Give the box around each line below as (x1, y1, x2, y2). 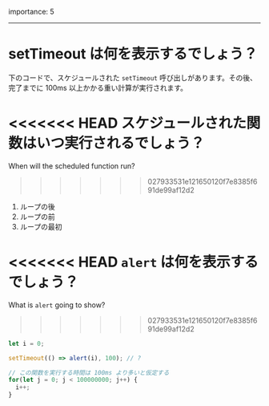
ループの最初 (19, 221, 62, 231)
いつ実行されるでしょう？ (36, 134, 206, 152)
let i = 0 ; (8, 339, 45, 347)
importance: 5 (8, 7, 54, 16)
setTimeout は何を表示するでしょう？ (8, 45, 258, 63)
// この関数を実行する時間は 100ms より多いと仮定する (8, 368, 170, 376)
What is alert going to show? (8, 300, 106, 310)
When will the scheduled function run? (8, 160, 135, 171)
